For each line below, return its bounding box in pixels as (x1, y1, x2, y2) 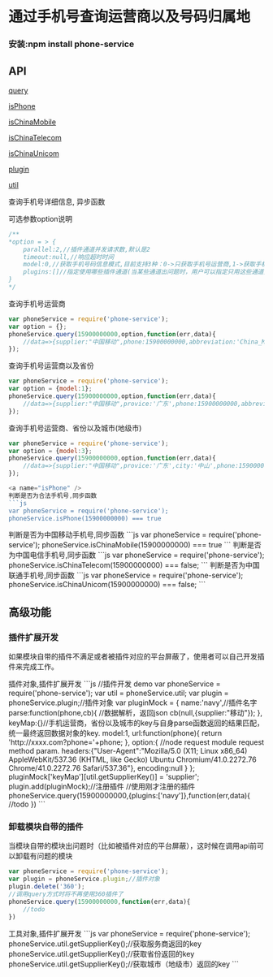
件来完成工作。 (8, 662, 58, 672)
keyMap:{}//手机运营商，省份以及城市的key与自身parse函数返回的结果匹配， (8, 718, 264, 728)
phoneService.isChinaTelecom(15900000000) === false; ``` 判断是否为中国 (8, 560, 260, 570)
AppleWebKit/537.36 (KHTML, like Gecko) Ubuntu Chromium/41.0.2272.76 (8, 754, 258, 764)
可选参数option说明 (8, 214, 73, 223)
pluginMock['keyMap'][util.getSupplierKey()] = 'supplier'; (8, 772, 200, 782)
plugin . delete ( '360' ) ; (8, 883, 85, 891)
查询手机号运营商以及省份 (8, 361, 94, 370)
